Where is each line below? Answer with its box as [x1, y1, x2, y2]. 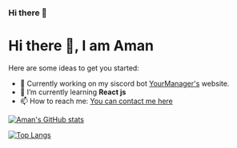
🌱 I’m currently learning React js [19, 87, 127, 97]
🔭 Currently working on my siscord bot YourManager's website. [19, 78, 230, 88]
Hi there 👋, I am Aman [8, 37, 155, 55]
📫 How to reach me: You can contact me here [19, 96, 174, 106]
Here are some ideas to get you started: [8, 63, 140, 73]
